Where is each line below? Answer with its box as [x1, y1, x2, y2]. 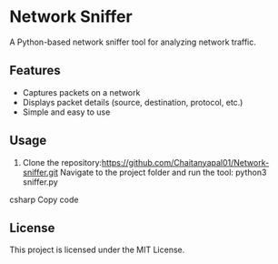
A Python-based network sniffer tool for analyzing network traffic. [9, 36, 257, 47]
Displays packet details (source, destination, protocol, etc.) [22, 96, 243, 107]
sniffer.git [22, 167, 59, 178]
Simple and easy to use [22, 107, 111, 117]
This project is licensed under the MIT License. [9, 244, 185, 256]
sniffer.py [22, 176, 59, 188]
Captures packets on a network [22, 86, 141, 97]
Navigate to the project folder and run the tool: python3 [60, 167, 267, 178]
